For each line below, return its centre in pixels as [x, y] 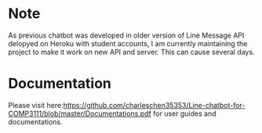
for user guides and [184, 113]
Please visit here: [36, 105]
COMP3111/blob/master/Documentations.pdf [80, 113]
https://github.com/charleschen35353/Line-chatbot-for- [154, 105]
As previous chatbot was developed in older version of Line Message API [126, 35]
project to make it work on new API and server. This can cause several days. [131, 52]
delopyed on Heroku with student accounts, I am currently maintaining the [128, 43]
